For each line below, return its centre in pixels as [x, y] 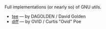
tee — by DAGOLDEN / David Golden [49, 16]
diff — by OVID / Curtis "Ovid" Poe [46, 22]
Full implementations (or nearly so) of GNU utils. [53, 7]
